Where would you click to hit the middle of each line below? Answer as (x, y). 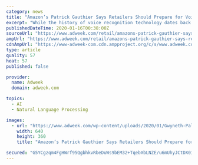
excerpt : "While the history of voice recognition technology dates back (99, 22)
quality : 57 (21, 55)
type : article (24, 50)
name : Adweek (27, 82)
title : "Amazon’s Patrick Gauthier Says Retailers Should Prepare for (95, 17)
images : (16, 120)
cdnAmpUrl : (19, 45)
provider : (18, 77)
